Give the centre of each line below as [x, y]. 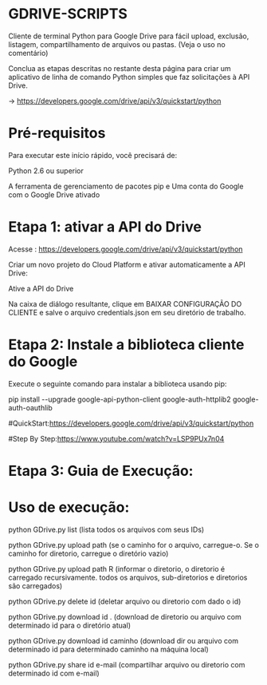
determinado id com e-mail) [54, 673]
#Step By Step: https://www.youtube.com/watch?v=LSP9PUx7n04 [116, 438]
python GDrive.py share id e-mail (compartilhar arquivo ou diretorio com [127, 664]
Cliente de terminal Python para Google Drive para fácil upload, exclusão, [129, 36]
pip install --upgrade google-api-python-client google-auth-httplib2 [120, 399]
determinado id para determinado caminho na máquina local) [108, 649]
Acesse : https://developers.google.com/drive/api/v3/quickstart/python [126, 249]
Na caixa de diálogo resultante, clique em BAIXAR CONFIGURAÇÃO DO [125, 303]
